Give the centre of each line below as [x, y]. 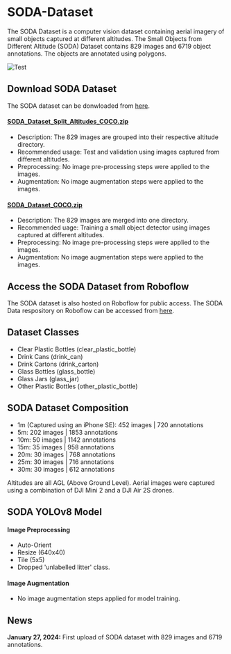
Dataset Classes [43, 332]
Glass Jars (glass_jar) [48, 378]
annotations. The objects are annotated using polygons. [87, 54]
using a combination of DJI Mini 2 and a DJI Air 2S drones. [91, 490]
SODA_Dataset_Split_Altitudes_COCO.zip [68, 122]
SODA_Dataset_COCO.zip [45, 205]
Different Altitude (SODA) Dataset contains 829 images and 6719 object [109, 46]
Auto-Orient [34, 545]
